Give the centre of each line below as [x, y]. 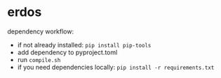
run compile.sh [39, 59]
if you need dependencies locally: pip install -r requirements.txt [116, 67]
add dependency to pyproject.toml [67, 52]
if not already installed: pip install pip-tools [84, 45]
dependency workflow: [41, 31]
